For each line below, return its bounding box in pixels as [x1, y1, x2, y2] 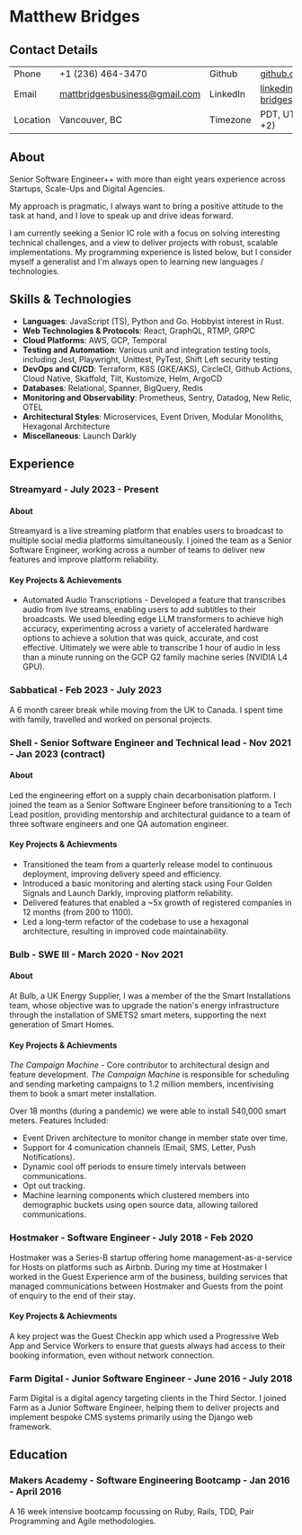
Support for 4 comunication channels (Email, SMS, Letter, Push [22, 1142, 256, 1153]
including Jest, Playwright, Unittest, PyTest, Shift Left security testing [22, 353, 279, 365]
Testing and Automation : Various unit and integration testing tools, [22, 344, 271, 355]
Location [13, 114, 51, 126]
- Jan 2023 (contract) [9, 748, 106, 760]
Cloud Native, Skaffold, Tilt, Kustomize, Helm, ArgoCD [22, 373, 223, 384]
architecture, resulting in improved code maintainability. [22, 926, 229, 936]
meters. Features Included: [9, 1115, 109, 1126]
